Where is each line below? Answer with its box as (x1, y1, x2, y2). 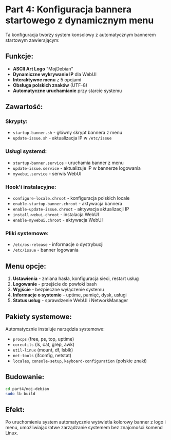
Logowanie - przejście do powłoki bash (12, 281, 97, 287)
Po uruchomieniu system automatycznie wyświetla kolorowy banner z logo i (5, 419, 166, 425)
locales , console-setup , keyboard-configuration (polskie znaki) (12, 358, 147, 364)
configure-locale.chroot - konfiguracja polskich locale (12, 195, 130, 201)
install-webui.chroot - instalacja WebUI (12, 212, 99, 218)
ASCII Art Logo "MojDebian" (12, 65, 73, 72)
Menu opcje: (5, 261, 46, 271)
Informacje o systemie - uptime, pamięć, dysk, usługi (12, 292, 127, 298)
